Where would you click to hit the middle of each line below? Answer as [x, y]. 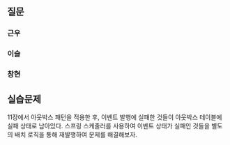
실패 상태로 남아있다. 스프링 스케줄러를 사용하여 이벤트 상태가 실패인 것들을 [109, 125]
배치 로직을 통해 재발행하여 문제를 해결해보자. [76, 135]
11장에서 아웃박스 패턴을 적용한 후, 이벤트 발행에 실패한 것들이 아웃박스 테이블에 [115, 117]
